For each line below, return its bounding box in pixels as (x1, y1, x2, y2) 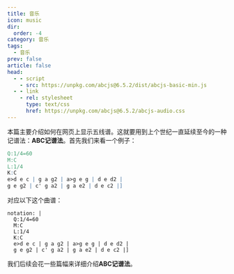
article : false (7, 62, 52, 69)
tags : (7, 43, 23, 50)
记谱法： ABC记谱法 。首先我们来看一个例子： (7, 136, 137, 144)
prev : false (7, 56, 42, 63)
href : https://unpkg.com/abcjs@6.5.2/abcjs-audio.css (25, 107, 186, 114)
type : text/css (25, 101, 70, 108)
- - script (13, 75, 45, 82)
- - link (13, 88, 39, 95)
